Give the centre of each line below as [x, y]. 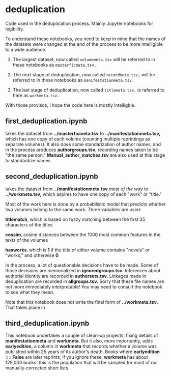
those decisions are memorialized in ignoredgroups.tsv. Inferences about [83, 270]
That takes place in [25, 307]
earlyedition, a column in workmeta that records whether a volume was [81, 346]
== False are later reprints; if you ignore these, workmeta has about [77, 357]
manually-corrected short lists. [37, 368]
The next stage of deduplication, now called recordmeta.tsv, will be [84, 74]
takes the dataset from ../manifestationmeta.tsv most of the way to [77, 189]
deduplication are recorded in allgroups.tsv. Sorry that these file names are [85, 281]
